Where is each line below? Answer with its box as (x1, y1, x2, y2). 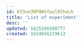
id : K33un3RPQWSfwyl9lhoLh (6, 8, 74, 15)
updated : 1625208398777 (6, 25, 66, 32)
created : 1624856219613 (6, 31, 66, 37)
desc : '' (6, 20, 28, 26)
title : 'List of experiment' (6, 14, 79, 20)
